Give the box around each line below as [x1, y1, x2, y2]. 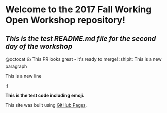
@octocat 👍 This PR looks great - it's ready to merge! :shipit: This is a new [5, 56, 162, 62]
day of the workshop [5, 42, 73, 51]
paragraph [5, 63, 27, 69]
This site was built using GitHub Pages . [5, 102, 87, 108]
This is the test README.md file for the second [5, 34, 156, 43]
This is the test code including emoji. [5, 92, 85, 98]
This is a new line [5, 73, 42, 79]
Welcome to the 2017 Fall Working [5, 4, 152, 15]
